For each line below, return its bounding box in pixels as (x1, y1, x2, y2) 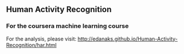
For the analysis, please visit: (6, 35, 77, 42)
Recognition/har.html (6, 41, 57, 48)
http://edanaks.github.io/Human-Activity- (77, 35, 178, 42)
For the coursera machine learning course (6, 22, 129, 30)
